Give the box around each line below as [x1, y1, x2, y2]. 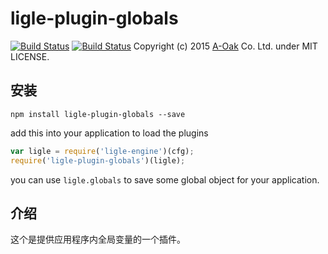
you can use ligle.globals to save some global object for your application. [10, 173, 320, 186]
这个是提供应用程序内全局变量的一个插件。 [10, 233, 186, 246]
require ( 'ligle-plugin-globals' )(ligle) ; [10, 155, 186, 166]
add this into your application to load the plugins [10, 127, 209, 139]
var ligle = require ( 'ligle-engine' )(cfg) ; [10, 146, 195, 156]
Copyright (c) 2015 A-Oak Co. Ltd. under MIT [133, 40, 318, 52]
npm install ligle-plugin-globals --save [10, 109, 186, 119]
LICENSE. [10, 50, 50, 62]
